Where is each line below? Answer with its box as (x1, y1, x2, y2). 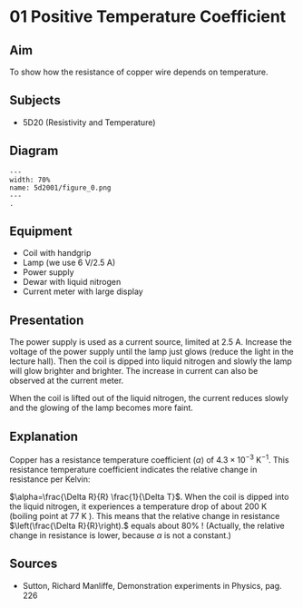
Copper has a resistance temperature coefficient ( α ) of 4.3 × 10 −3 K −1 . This (9, 453, 289, 465)
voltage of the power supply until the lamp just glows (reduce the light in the (9, 347, 294, 358)
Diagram (9, 143, 59, 159)
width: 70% (9, 175, 51, 184)
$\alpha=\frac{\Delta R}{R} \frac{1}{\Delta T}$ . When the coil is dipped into (9, 491, 289, 502)
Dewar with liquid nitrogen (22, 277, 122, 288)
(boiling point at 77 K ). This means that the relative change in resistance (9, 510, 280, 521)
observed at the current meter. (9, 375, 124, 387)
